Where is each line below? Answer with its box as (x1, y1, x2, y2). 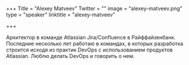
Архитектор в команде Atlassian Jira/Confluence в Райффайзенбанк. (6, 34, 176, 40)
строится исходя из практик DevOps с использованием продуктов (6, 46, 173, 53)
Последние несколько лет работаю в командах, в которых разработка (6, 40, 183, 47)
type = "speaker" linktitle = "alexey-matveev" (6, 11, 116, 18)
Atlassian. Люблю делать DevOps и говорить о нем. (6, 53, 135, 59)
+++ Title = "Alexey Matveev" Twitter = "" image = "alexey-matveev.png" (6, 5, 183, 12)
